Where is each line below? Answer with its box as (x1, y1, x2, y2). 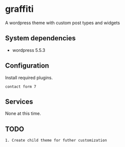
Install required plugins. (5, 74, 53, 80)
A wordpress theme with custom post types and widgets (5, 20, 120, 26)
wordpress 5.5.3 (12, 47, 45, 53)
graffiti (5, 3, 34, 15)
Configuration (5, 62, 49, 70)
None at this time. (5, 110, 41, 116)
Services (5, 97, 34, 106)
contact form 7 (5, 84, 37, 89)
